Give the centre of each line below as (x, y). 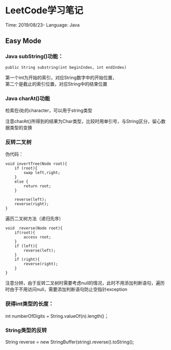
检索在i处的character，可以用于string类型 (49, 110)
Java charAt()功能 (28, 98)
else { (21, 182)
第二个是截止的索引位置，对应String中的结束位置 (56, 84)
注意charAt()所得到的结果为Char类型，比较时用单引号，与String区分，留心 (83, 121)
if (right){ (27, 260)
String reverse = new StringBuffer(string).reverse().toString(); (70, 342)
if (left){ (26, 246)
